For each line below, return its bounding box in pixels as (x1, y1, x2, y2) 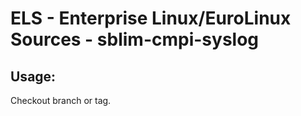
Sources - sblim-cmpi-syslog (10, 28, 260, 51)
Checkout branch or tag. (10, 95, 112, 106)
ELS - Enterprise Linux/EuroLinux (10, 7, 292, 30)
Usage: (10, 68, 57, 85)
